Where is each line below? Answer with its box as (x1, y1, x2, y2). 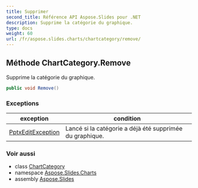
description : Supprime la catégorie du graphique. (6, 20, 133, 25)
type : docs (6, 25, 33, 31)
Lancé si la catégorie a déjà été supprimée (65, 124, 183, 132)
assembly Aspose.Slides (14, 176, 75, 183)
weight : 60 (6, 31, 33, 37)
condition (113, 114, 141, 122)
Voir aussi (6, 149, 35, 157)
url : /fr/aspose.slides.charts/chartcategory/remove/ (6, 36, 141, 42)
